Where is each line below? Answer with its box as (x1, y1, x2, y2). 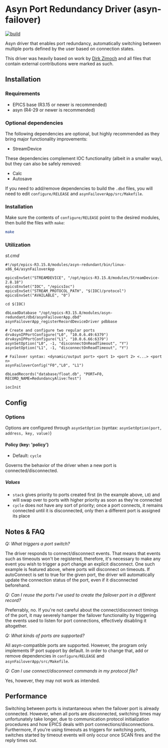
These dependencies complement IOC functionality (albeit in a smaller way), (5, 155, 163, 161)
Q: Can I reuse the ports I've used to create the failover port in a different (5, 592, 156, 598)
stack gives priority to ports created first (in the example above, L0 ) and (12, 491, 160, 498)
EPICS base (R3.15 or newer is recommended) (12, 101, 107, 107)
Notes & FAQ (5, 527, 45, 536)
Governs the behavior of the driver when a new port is (5, 462, 116, 468)
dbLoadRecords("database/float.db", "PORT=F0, (5, 371, 104, 377)
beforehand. (5, 582, 31, 588)
